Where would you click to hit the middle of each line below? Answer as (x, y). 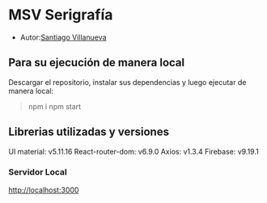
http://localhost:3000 (44, 190)
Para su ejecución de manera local (96, 63)
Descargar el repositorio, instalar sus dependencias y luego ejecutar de (127, 82)
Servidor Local (38, 172)
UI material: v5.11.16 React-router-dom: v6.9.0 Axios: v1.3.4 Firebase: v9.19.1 (133, 151)
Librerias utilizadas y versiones (89, 132)
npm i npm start (55, 106)
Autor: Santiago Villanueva (63, 37)
